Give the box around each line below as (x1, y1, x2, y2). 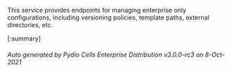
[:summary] (7, 34, 41, 43)
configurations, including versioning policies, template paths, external (7, 13, 210, 22)
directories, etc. (7, 21, 53, 29)
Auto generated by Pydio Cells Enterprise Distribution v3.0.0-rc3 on (7, 50, 204, 59)
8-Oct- (204, 50, 226, 59)
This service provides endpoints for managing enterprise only (7, 6, 187, 14)
